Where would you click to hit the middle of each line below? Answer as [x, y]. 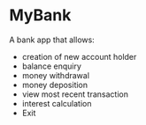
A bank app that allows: [52, 40]
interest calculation [57, 103]
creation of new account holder [79, 56]
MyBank [40, 15]
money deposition [55, 85]
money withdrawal [56, 75]
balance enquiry [52, 66]
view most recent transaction [75, 94]
